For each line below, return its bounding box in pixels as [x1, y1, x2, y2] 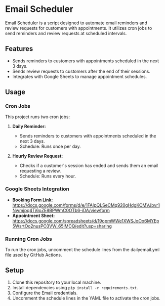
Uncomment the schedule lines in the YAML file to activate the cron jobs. [12, 295, 161, 301]
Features [5, 44, 33, 53]
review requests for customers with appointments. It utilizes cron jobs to [5, 25, 152, 31]
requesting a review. [19, 168, 61, 174]
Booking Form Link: [12, 197, 53, 203]
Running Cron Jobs [5, 235, 52, 242]
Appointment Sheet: [12, 213, 55, 219]
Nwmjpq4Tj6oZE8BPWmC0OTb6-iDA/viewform [12, 207, 110, 213]
